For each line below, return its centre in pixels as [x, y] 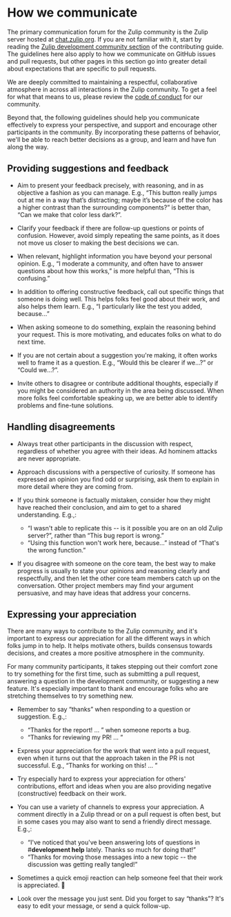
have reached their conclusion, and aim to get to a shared [99, 507]
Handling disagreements [61, 427]
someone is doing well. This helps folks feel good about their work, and [119, 299]
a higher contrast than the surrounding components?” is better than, [114, 207]
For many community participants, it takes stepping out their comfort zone [113, 667]
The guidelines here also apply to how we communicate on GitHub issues [111, 54]
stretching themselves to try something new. [70, 696]
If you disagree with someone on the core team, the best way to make [116, 563]
